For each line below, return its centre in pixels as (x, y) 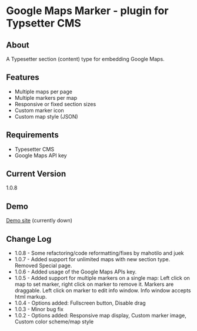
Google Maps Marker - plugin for (87, 11)
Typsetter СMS (44, 23)
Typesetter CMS (34, 149)
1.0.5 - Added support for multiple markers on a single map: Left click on (102, 278)
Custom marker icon (39, 110)
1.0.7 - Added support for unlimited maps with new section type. (92, 259)
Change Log (29, 239)
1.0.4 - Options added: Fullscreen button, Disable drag (80, 303)
